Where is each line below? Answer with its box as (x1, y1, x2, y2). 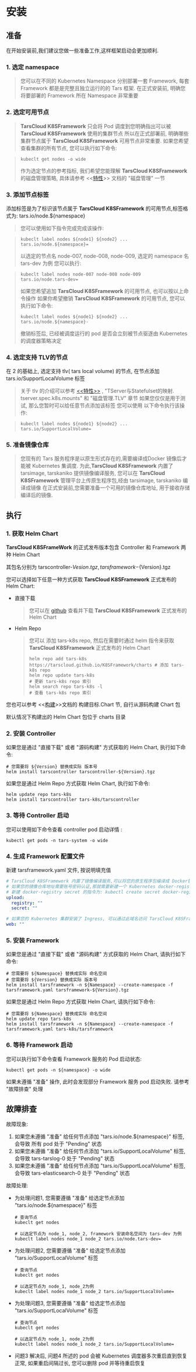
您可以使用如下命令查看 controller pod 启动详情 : (6, 826, 123, 833)
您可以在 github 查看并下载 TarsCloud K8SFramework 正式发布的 (29, 607, 187, 614)
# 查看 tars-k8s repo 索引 (29, 690, 92, 696)
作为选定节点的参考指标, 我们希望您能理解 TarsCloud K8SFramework (20, 167, 188, 174)
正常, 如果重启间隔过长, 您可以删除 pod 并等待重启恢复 (14, 1360, 146, 1367)
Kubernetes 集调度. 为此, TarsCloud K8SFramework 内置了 (32, 463, 174, 470)
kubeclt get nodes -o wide (20, 156, 86, 162)
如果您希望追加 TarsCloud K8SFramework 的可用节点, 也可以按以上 (20, 287, 184, 294)
